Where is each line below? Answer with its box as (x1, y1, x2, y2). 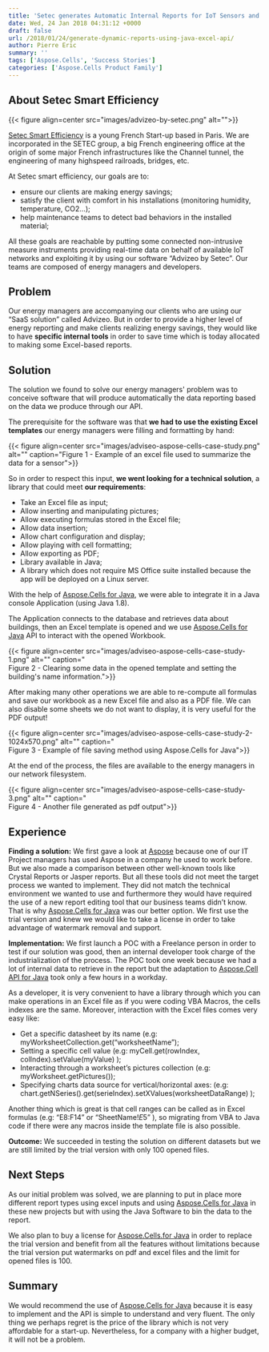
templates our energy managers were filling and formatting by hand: (8, 426, 235, 435)
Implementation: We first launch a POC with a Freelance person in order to (8, 938, 256, 948)
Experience (8, 825, 66, 839)
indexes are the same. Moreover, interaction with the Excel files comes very (8, 1005, 258, 1014)
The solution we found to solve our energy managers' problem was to (8, 385, 239, 395)
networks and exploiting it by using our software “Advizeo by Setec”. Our (8, 253, 248, 263)
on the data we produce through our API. (8, 402, 143, 411)
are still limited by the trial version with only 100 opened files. (8, 1145, 210, 1154)
